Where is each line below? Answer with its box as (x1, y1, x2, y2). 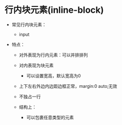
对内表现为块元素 (19, 62, 54, 68)
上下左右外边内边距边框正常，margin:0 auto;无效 (19, 83, 118, 89)
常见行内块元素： (11, 22, 47, 27)
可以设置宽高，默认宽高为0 (26, 73, 81, 78)
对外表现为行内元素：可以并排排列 (19, 52, 88, 58)
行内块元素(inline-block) (4, 4, 104, 16)
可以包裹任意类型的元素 (26, 114, 74, 120)
